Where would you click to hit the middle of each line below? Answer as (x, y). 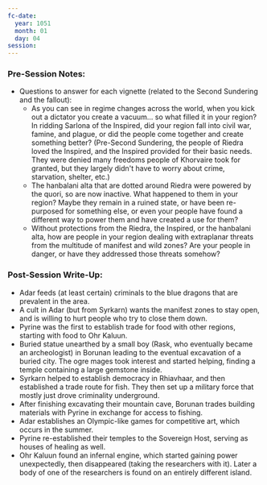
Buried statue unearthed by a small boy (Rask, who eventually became (136, 344)
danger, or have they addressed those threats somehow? (125, 254)
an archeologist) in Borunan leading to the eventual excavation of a (130, 352)
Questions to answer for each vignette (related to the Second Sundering (138, 91)
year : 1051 (33, 23)
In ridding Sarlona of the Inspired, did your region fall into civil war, (141, 126)
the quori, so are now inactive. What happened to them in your (135, 194)
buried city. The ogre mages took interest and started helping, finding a (137, 361)
